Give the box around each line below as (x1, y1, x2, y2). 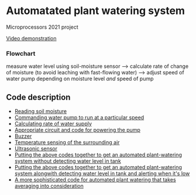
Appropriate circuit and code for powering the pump (14, 126, 140, 134)
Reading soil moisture (14, 108, 67, 115)
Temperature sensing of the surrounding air (14, 139, 120, 146)
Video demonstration (6, 35, 57, 42)
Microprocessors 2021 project (6, 23, 79, 30)
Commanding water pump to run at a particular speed (14, 114, 145, 121)
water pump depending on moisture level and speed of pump (6, 75, 154, 83)
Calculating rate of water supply (14, 120, 92, 127)
